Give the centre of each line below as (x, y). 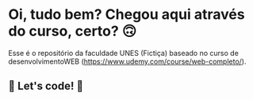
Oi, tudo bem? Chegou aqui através (126, 15)
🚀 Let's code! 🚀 (46, 86)
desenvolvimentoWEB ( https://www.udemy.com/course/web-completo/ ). (127, 61)
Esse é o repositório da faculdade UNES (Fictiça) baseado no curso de (124, 53)
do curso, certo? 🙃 (73, 31)
